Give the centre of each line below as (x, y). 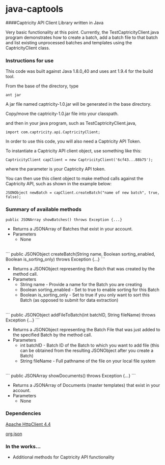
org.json (14, 434)
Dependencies (23, 413)
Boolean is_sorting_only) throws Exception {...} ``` (55, 259)
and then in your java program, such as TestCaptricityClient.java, (71, 123)
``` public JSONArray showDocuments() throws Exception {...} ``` (71, 376)
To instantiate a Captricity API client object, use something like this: (74, 151)
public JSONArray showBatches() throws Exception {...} (64, 220)
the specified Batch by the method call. (52, 335)
